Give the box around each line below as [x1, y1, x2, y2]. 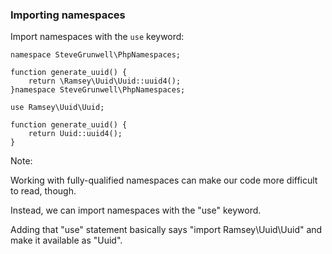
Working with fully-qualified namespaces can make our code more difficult [10, 174, 318, 187]
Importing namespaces [10, 8, 126, 22]
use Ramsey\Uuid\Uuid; [10, 103, 105, 113]
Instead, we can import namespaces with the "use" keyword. [10, 204, 262, 217]
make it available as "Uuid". [10, 234, 123, 247]
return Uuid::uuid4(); [28, 129, 123, 139]
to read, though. [10, 185, 77, 197]
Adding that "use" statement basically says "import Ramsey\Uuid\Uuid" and [10, 224, 323, 236]
